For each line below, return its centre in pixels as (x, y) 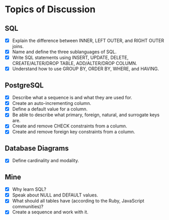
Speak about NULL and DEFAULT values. (55, 195)
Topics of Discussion (50, 9)
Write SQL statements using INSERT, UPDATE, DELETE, (70, 58)
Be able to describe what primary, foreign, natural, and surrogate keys (86, 115)
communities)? (28, 207)
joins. (18, 47)
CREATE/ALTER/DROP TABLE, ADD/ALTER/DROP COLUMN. (75, 63)
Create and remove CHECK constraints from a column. (69, 126)
